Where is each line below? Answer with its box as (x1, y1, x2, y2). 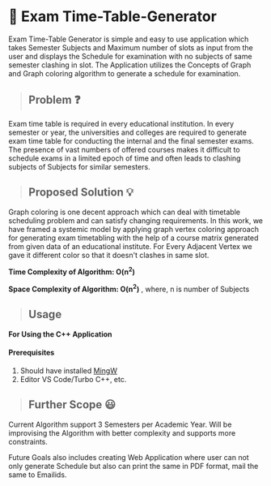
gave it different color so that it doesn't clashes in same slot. (8, 250, 210, 260)
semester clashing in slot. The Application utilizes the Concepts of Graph (8, 60, 252, 70)
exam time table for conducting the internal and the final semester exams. (8, 135, 255, 145)
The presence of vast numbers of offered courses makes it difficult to (8, 144, 240, 154)
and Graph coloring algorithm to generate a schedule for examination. (8, 68, 241, 78)
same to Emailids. (8, 470, 67, 480)
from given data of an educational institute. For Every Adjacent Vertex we (8, 241, 252, 251)
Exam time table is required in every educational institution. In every (8, 118, 235, 128)
